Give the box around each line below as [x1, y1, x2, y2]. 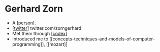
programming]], [12, 41, 45, 47]
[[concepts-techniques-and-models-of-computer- [49, 36, 155, 42]
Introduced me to [12, 36, 49, 42]
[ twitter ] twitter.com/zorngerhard [12, 25, 82, 31]
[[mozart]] [46, 41, 68, 47]
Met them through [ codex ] [12, 30, 68, 36]
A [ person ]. [12, 20, 36, 26]
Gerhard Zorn [5, 3, 63, 15]
